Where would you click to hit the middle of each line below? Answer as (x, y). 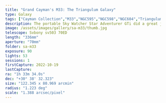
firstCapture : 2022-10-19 (32, 65)
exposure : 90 (19, 51)
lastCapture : (19, 70)
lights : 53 (16, 56)
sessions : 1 (17, 60)
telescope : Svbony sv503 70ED (36, 33)
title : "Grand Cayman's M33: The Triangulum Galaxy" (61, 10)
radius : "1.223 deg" (26, 88)
